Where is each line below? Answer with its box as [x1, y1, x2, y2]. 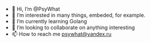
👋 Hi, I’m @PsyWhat [11, 6, 61, 12]
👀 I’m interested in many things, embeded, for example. [11, 12, 146, 19]
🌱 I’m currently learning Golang [11, 18, 87, 24]
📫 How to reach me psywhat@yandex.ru [11, 31, 112, 37]
